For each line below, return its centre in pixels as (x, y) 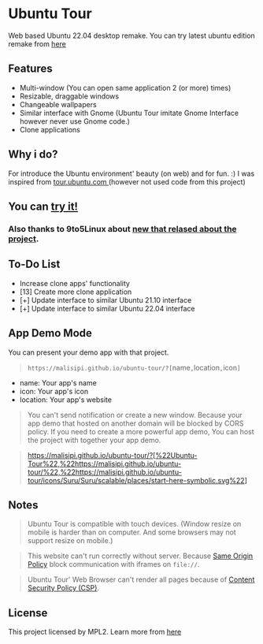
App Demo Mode (50, 333)
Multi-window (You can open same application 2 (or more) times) (125, 87)
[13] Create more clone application (76, 292)
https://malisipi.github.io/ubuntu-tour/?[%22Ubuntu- (113, 455)
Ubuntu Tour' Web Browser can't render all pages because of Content (141, 579)
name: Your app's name (58, 382)
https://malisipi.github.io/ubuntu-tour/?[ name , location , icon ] (134, 367)
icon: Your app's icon (54, 391)
